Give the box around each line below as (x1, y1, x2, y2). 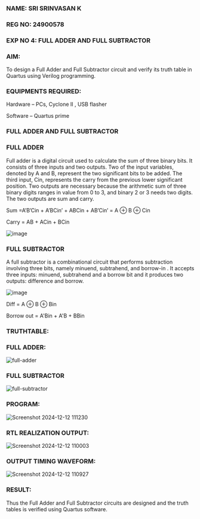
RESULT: (6, 486, 32, 494)
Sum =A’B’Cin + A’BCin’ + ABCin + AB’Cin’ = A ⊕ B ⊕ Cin (6, 206, 150, 213)
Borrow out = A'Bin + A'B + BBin (6, 312, 85, 319)
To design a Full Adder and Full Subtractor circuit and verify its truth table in (6, 66, 192, 73)
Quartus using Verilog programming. (6, 72, 96, 80)
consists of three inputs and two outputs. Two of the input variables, (6, 163, 174, 170)
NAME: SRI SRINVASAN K (6, 4, 82, 13)
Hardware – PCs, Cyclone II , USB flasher (6, 100, 107, 108)
